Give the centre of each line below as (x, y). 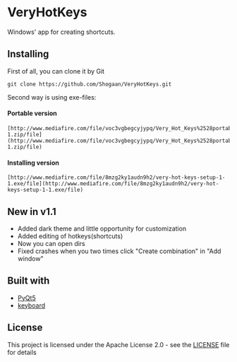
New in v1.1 (32, 212)
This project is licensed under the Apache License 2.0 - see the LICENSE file (119, 344)
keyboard (31, 305)
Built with (29, 281)
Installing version (34, 163)
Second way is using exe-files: (52, 97)
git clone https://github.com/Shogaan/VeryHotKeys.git (90, 84)
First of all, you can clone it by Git (56, 71)
